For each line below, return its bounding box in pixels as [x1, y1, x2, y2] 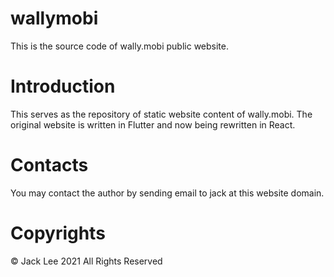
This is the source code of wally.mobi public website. [10, 40, 229, 52]
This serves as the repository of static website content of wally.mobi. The [10, 108, 313, 120]
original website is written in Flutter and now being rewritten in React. [10, 118, 296, 131]
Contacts [10, 154, 89, 177]
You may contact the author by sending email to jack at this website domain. [10, 187, 325, 199]
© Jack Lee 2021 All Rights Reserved [10, 255, 163, 267]
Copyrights [10, 222, 106, 244]
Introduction [10, 75, 116, 98]
